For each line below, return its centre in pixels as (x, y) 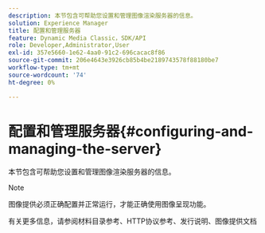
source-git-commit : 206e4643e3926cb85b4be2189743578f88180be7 (113, 61)
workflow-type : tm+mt (44, 68)
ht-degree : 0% (32, 82)
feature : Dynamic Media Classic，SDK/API (77, 38)
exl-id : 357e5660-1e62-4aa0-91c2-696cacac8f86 (87, 53)
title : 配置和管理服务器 (45, 30)
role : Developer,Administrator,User (69, 45)
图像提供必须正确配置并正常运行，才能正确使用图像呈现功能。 (109, 204)
